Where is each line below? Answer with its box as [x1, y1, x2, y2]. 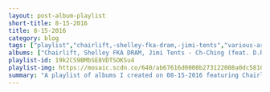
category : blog [8, 34, 59, 42]
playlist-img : [8, 64, 56, 72]
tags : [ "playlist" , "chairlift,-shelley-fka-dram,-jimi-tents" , [8, 42, 225, 50]
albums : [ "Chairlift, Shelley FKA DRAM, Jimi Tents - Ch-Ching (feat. [8, 49, 250, 57]
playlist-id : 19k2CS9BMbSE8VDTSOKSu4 [8, 57, 135, 65]
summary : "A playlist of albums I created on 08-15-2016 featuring [8, 71, 239, 79]
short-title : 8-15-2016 [8, 19, 88, 27]
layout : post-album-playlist [8, 11, 106, 20]
